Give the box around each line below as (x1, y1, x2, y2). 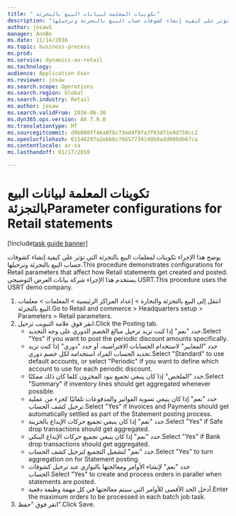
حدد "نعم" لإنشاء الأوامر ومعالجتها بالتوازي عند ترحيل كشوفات (28, 462, 190, 471)
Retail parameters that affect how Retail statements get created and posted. (7, 267, 228, 276)
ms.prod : (7, 50, 33, 57)
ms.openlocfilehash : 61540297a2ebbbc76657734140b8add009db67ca (7, 135, 198, 142)
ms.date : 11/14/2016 (7, 37, 69, 44)
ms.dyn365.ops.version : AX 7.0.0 (7, 116, 106, 123)
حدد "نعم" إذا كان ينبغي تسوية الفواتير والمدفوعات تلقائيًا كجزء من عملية (28, 394, 218, 403)
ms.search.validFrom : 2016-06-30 (7, 109, 106, 116)
